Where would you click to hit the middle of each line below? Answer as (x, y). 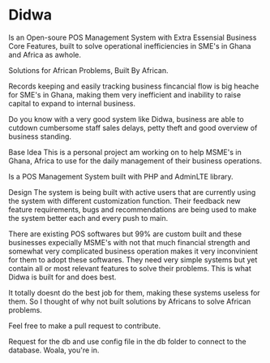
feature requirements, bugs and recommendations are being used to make (133, 210)
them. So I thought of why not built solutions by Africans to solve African (130, 301)
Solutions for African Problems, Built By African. (88, 70)
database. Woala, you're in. (54, 350)
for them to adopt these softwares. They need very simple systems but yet (133, 259)
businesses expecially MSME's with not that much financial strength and (129, 242)
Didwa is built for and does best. (62, 277)
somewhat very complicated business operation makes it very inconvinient (133, 251)
